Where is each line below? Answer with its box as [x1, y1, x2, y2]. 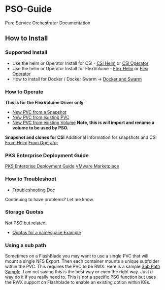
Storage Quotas [5, 208, 44, 215]
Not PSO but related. [5, 220, 47, 226]
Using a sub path [5, 242, 47, 249]
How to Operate [5, 88, 43, 95]
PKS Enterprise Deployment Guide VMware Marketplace [5, 163, 119, 169]
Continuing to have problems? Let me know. [5, 196, 95, 202]
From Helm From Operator [5, 139, 58, 145]
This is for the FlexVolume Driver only [5, 99, 84, 105]
